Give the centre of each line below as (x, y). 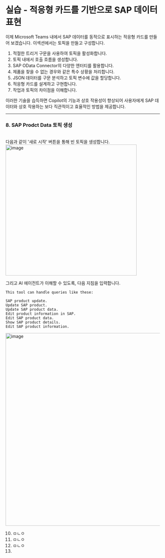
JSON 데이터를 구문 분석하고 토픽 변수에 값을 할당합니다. (67, 78)
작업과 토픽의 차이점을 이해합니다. (45, 90)
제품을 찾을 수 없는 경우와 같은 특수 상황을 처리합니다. (63, 71)
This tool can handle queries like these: (49, 292)
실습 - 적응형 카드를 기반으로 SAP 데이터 (82, 10)
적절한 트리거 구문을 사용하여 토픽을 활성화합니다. (60, 53)
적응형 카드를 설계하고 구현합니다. (45, 84)
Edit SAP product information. (37, 327)
